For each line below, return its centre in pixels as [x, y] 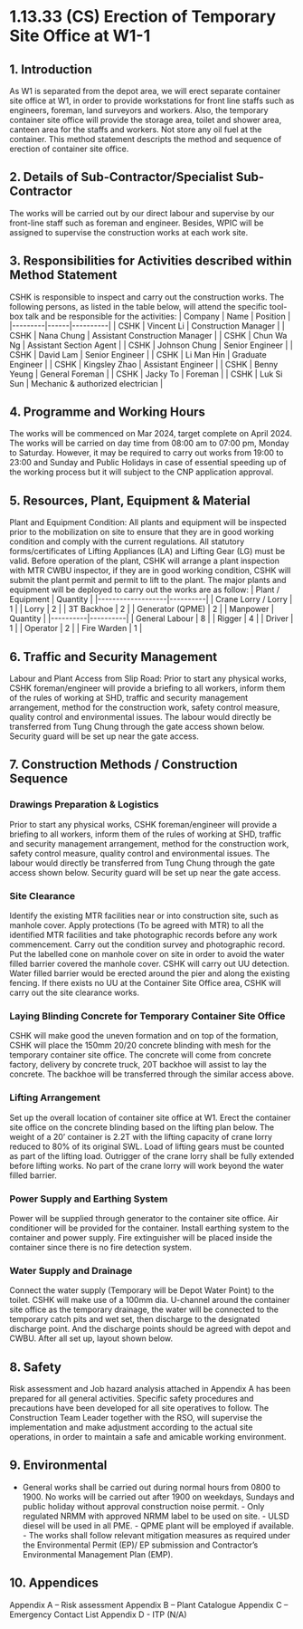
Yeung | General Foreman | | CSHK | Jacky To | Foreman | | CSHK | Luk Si [146, 374]
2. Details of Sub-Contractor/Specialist [121, 177]
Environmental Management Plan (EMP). [98, 1554]
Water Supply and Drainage [71, 1270]
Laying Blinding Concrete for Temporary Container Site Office [147, 1016]
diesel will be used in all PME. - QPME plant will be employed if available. [158, 1525]
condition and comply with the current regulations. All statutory [127, 541]
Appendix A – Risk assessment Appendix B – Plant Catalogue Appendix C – [149, 1605]
